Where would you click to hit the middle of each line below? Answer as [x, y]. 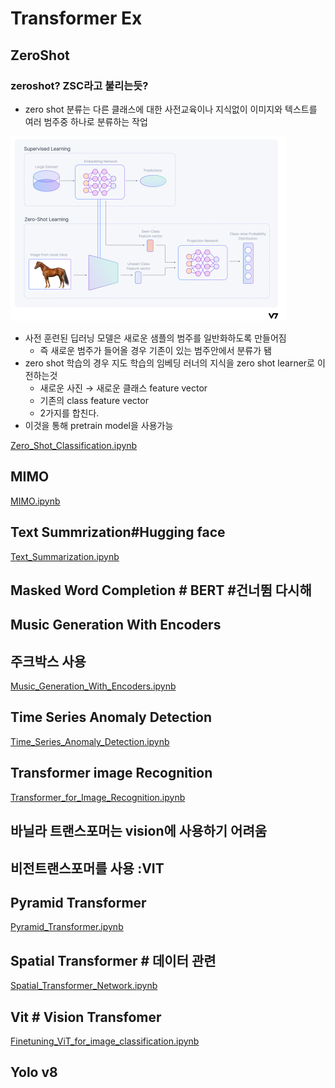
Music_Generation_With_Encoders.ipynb [93, 686]
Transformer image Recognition [111, 773]
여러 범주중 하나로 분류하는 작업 [86, 121]
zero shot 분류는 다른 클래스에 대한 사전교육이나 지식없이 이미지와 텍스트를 [171, 109]
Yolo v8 [34, 1072]
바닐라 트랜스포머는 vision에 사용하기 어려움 [139, 831]
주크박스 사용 [48, 661]
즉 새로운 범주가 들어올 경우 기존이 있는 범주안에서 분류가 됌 [155, 350]
